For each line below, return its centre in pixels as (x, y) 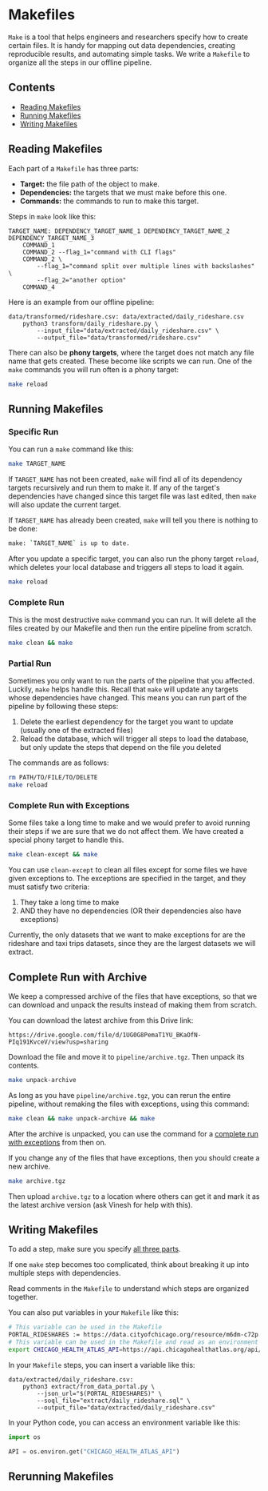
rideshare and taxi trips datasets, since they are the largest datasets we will (132, 944)
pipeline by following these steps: (63, 707)
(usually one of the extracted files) (76, 731)
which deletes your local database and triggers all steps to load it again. (126, 567)
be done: (23, 529)
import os (25, 1437)
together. (23, 1297)
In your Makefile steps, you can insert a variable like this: (102, 1365)
